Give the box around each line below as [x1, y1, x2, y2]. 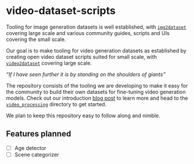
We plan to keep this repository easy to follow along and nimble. [6, 112, 161, 119]
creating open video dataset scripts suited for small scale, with [6, 53, 157, 60]
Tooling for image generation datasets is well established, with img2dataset [6, 23, 187, 30]
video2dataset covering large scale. [6, 60, 92, 67]
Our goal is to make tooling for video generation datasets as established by [6, 47, 187, 54]
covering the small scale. [6, 36, 66, 43]
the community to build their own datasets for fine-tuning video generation [6, 88, 186, 95]
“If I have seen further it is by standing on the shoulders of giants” [6, 71, 166, 78]
